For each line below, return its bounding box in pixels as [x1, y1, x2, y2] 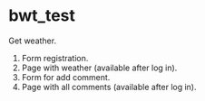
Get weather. [8, 35, 56, 46]
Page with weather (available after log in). [21, 62, 178, 73]
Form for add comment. [21, 71, 111, 82]
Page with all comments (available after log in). [21, 81, 197, 92]
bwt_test [8, 5, 76, 26]
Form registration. [21, 52, 89, 63]
